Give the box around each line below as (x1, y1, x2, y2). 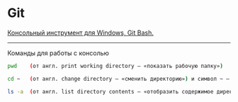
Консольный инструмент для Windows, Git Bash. (7, 28, 154, 37)
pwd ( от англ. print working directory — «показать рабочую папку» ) (7, 62, 223, 69)
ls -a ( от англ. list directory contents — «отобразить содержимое (7, 88, 214, 95)
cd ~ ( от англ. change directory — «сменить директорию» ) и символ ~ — (7, 75, 230, 82)
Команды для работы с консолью (7, 48, 110, 57)
